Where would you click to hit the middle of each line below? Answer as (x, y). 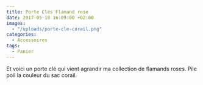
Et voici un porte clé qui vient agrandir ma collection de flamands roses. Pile (101, 69)
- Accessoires (30, 40)
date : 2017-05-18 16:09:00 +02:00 (50, 18)
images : (16, 23)
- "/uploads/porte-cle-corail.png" (57, 29)
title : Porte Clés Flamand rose (47, 12)
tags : (13, 46)
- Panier (23, 52)
